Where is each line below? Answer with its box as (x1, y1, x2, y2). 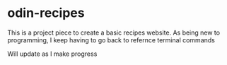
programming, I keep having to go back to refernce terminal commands (7, 35, 216, 44)
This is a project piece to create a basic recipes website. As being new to (7, 28, 221, 37)
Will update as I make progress (7, 49, 98, 58)
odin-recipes (7, 5, 85, 21)
